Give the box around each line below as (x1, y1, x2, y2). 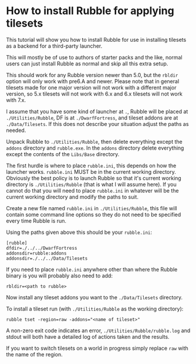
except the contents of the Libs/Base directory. (6, 150, 120, 157)
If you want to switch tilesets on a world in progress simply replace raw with (6, 345, 189, 352)
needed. (6, 127, 26, 134)
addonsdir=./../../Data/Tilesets (6, 255, 88, 262)
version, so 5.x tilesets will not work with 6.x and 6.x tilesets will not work (6, 90, 183, 97)
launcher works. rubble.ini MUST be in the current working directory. (6, 168, 176, 175)
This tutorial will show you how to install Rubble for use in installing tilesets (6, 36, 187, 43)
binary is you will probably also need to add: (6, 272, 113, 279)
